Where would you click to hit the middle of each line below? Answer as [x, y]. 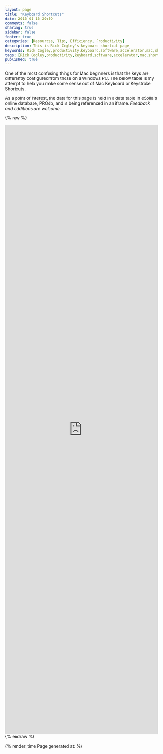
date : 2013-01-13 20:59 [29, 19]
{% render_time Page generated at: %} [44, 746]
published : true [21, 59]
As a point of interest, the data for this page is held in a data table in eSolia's [81, 98]
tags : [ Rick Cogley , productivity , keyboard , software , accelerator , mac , [77, 55]
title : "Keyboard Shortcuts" [34, 14]
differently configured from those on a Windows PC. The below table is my [80, 78]
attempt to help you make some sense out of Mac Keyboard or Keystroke [78, 84]
